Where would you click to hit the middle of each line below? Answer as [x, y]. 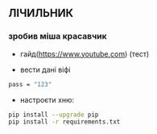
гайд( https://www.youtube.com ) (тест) [85, 54]
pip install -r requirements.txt [64, 122]
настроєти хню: [47, 99]
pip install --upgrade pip [54, 115]
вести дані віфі [45, 69]
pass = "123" [30, 84]
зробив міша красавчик [58, 36]
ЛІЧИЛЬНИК [41, 13]
